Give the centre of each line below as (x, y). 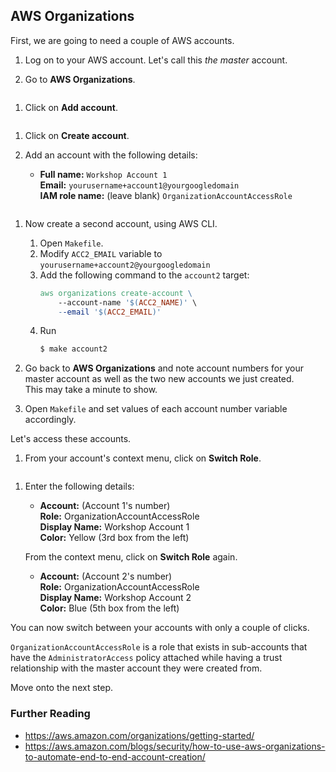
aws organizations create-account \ (116, 293)
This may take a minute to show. (91, 390)
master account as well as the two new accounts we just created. (159, 379)
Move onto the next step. (62, 688)
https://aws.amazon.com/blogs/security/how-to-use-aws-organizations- (175, 746)
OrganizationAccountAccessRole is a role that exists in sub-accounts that (159, 647)
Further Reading (50, 714)
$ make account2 (73, 349)
